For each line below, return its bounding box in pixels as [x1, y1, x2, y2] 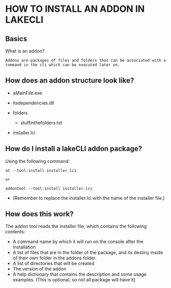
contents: [5, 229, 26, 235]
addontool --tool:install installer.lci [5, 186, 93, 191]
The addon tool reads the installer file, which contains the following [5, 223, 147, 230]
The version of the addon [12, 266, 67, 272]
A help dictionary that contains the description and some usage [12, 271, 147, 277]
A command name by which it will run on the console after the [12, 239, 144, 245]
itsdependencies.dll [12, 99, 55, 106]
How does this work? [5, 210, 74, 218]
